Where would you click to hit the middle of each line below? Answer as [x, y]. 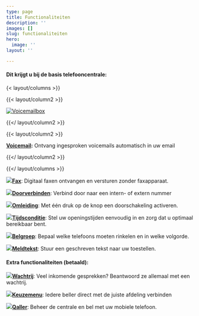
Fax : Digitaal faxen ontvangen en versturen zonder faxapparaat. [90, 181]
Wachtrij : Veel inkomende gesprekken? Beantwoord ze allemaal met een [101, 276]
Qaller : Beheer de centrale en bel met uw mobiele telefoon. [85, 307]
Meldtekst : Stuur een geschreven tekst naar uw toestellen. [84, 248]
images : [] [20, 28]
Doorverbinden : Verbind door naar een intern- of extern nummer [92, 193]
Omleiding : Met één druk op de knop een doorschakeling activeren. [95, 205]
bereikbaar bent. [26, 224]
